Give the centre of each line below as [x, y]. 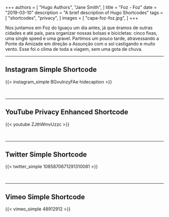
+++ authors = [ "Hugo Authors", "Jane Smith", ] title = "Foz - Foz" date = [81, 7]
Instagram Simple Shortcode [51, 70]
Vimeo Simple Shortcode [45, 197]
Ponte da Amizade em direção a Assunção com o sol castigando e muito [80, 44]
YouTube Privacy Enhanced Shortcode [67, 112]
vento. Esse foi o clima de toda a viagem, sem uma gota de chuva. [74, 49]
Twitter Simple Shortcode [46, 155]
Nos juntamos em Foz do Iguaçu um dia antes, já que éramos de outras [79, 28]
